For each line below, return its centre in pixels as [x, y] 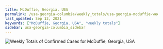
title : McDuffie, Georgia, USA [37, 9]
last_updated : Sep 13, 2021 [33, 18]
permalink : [16, 14]
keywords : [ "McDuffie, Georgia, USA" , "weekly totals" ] [63, 23]
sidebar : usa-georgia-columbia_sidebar [45, 28]
